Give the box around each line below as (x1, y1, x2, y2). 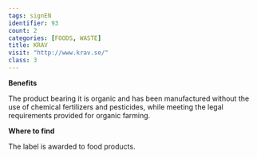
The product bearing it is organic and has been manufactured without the (8, 93, 250, 103)
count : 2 (8, 26, 38, 34)
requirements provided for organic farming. (8, 110, 151, 120)
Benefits (8, 78, 38, 88)
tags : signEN (8, 11, 52, 20)
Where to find (8, 125, 55, 136)
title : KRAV (8, 42, 48, 50)
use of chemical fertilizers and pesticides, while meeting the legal (8, 101, 223, 112)
